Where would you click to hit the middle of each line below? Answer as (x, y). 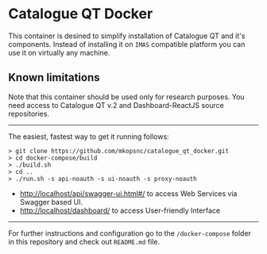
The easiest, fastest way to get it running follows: (89, 137)
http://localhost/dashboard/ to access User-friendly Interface (120, 210)
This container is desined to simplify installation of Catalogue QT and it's (127, 36)
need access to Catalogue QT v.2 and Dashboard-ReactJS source (116, 105)
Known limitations (54, 77)
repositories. (29, 114)
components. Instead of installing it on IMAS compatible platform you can (127, 44)
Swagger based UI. (51, 202)
